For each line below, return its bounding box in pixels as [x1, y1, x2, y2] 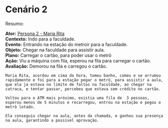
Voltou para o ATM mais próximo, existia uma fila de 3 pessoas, [5, 95, 150, 100]
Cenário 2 [5, 4, 47, 15]
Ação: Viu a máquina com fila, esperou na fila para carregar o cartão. [5, 57, 152, 63]
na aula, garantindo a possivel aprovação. [5, 118, 100, 123]
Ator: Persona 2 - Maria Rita [5, 30, 65, 36]
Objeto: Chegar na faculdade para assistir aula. [5, 47, 105, 53]
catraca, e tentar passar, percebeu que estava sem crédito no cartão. [5, 86, 161, 92]
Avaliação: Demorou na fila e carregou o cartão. [5, 63, 107, 69]
